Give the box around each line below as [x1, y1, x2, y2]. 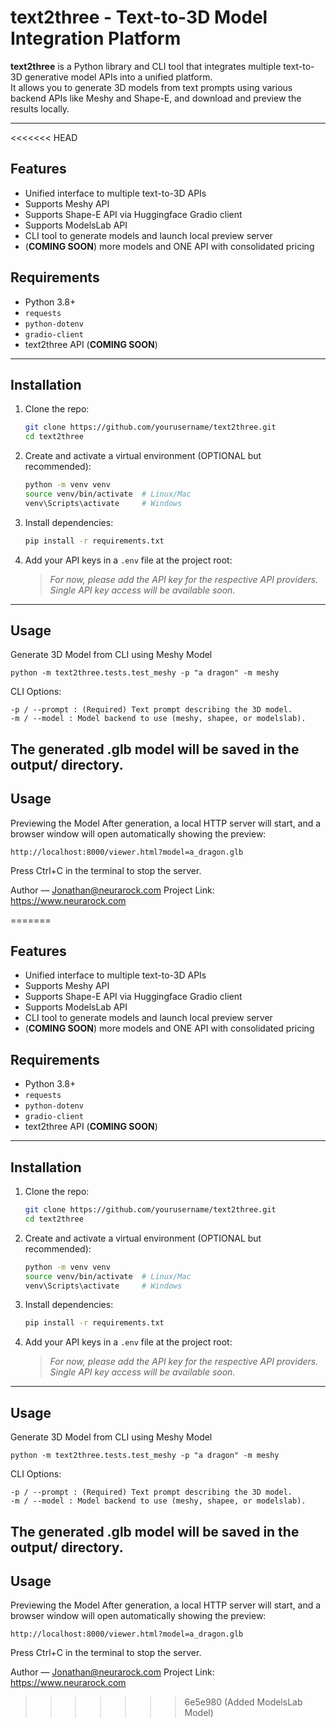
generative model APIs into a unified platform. [24, 71, 213, 83]
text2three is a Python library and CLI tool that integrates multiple [10, 60, 282, 72]
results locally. [10, 102, 70, 115]
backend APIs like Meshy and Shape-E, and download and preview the [10, 92, 302, 104]
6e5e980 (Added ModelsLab [184, 1696, 303, 1708]
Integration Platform [10, 27, 182, 50]
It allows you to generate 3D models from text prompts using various [10, 81, 293, 93]
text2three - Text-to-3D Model [10, 6, 268, 29]
